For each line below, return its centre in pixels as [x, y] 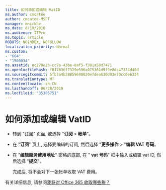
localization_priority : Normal [38, 47]
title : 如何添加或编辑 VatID [33, 10]
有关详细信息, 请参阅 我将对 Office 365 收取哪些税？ [58, 183]
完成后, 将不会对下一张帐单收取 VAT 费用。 [56, 172]
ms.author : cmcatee [25, 14]
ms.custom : [16, 51]
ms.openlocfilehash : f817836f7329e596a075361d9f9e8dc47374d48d [72, 70]
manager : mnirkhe [23, 24]
